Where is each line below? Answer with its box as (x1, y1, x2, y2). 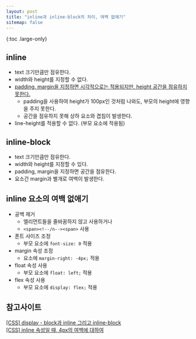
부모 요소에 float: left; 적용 (23, 269, 92, 276)
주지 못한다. (29, 105, 57, 112)
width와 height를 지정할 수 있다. (14, 161, 89, 167)
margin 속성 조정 (14, 247, 54, 254)
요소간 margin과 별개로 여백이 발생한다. (14, 175, 105, 182)
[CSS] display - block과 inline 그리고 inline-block (6, 319, 121, 326)
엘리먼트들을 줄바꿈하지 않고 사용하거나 (23, 217, 113, 225)
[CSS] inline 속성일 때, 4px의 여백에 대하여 (6, 326, 104, 333)
